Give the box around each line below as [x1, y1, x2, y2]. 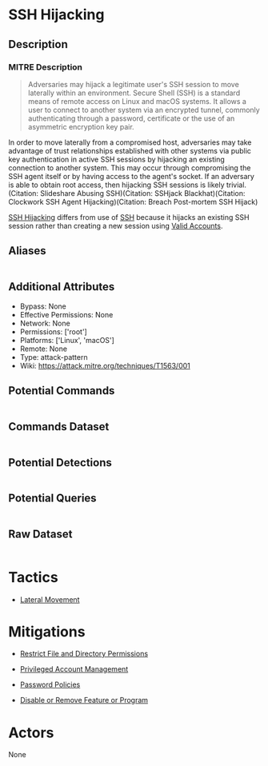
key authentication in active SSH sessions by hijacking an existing [8, 154, 226, 164]
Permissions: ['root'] [19, 326, 88, 337]
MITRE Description [8, 62, 82, 73]
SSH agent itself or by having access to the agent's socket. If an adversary [8, 171, 254, 181]
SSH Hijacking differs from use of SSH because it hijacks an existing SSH [8, 212, 250, 221]
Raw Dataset [8, 528, 74, 541]
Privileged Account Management [19, 664, 129, 674]
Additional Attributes [8, 280, 115, 293]
